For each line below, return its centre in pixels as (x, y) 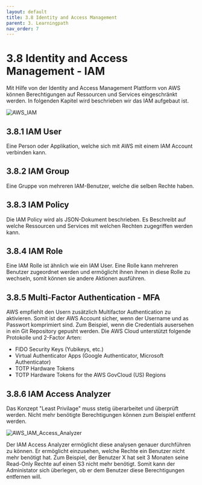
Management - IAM (56, 71)
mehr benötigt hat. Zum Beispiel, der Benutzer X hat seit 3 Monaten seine (97, 458)
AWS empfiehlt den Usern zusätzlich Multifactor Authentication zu (89, 312)
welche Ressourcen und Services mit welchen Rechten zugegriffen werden (99, 226)
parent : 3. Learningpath (37, 23)
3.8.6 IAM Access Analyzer (58, 394)
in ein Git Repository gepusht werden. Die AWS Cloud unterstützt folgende (99, 331)
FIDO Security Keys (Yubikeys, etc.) (59, 349)
